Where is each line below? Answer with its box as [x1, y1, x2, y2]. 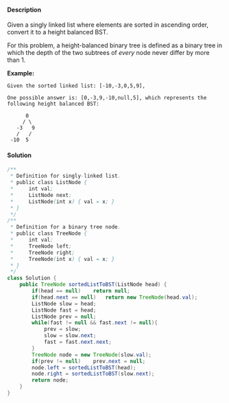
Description [7, 5, 42, 14]
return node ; [32, 377, 69, 384]
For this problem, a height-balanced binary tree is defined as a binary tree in [7, 41, 223, 49]
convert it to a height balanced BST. [7, 28, 108, 36]
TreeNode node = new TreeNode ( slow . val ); [32, 351, 152, 358]
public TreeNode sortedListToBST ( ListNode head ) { [19, 281, 167, 288]
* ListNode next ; [10, 192, 72, 198]
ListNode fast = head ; [32, 306, 97, 314]
